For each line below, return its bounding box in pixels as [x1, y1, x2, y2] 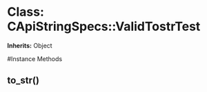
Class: [7, 4, 45, 20]
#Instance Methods [7, 54, 63, 62]
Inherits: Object [7, 41, 53, 49]
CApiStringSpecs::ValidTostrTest [7, 19, 201, 34]
